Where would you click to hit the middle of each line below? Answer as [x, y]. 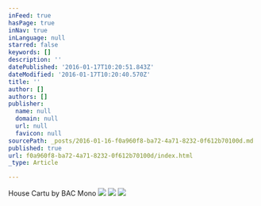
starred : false [33, 45]
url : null [31, 126]
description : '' [35, 60]
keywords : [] [30, 52]
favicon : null [38, 133]
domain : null [37, 119]
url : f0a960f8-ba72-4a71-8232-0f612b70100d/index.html [101, 155]
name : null [33, 112]
